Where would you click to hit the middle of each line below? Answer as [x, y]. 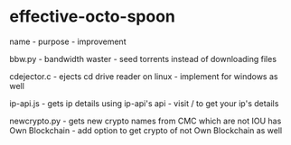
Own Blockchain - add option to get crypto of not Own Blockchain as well [146, 130]
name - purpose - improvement [68, 41]
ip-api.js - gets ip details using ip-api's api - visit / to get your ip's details [144, 103]
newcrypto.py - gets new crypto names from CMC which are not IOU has [145, 121]
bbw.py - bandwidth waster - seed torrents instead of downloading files [143, 59]
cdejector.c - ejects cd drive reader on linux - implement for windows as [144, 76]
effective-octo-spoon [93, 17]
